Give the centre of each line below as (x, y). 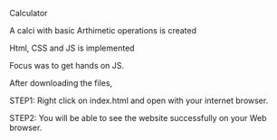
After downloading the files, (61, 83)
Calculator (29, 13)
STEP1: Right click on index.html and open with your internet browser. (139, 100)
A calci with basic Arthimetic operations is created (103, 30)
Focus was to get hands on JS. (67, 65)
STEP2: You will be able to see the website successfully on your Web (138, 118)
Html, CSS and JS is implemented (72, 48)
